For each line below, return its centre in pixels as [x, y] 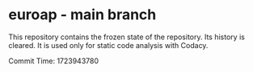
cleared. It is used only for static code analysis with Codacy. [108, 45]
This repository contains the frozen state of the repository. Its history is [126, 37]
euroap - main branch [82, 15]
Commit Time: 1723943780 [54, 61]
